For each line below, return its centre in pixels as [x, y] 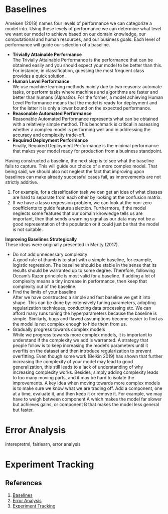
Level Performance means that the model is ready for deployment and [85, 102]
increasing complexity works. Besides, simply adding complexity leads [86, 372]
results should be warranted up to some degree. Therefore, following [84, 270]
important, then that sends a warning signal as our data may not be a [83, 218]
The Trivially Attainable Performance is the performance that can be [82, 60]
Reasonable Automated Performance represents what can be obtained [85, 119]
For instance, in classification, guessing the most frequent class [78, 70]
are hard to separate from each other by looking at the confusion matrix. [87, 197]
